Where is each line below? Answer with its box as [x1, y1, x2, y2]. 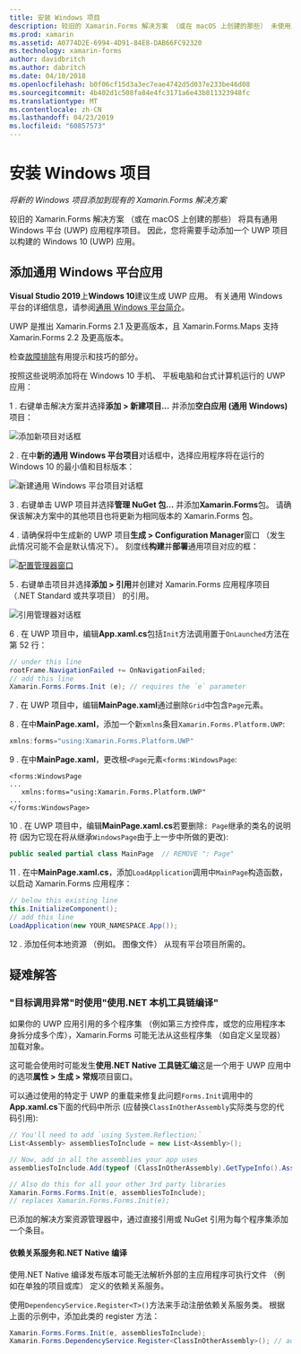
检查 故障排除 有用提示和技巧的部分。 [9, 351, 143, 362]
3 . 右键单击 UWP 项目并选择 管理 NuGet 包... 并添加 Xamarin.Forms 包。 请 [9, 499, 284, 510]
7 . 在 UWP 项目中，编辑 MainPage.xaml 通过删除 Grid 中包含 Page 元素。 [9, 699, 269, 710]
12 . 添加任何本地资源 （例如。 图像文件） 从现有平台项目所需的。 [9, 938, 251, 949]
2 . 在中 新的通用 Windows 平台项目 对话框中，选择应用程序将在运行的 [9, 450, 265, 461]
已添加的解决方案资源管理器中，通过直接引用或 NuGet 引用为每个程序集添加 [9, 1214, 288, 1225]
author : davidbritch [9, 55, 87, 64]
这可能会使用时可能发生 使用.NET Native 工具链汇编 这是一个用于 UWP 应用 [9, 1060, 284, 1071]
